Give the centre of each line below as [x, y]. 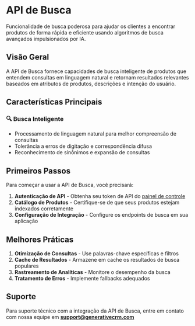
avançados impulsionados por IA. [46, 39]
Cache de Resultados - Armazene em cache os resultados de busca [97, 260]
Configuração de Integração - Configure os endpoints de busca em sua [101, 215]
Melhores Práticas [40, 239]
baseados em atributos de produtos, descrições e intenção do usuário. [91, 84]
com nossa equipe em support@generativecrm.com [70, 317]
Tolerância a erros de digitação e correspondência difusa [83, 146]
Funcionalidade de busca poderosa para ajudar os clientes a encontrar [91, 26]
